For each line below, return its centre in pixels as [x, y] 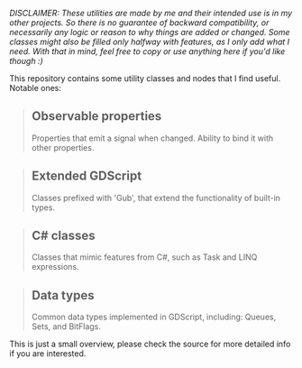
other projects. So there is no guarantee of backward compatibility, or [139, 23]
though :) [26, 61]
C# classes [63, 236]
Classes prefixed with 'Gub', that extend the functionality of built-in [156, 198]
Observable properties [96, 116]
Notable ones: [35, 88]
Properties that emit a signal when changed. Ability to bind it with [152, 138]
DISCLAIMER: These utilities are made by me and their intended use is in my [151, 13]
